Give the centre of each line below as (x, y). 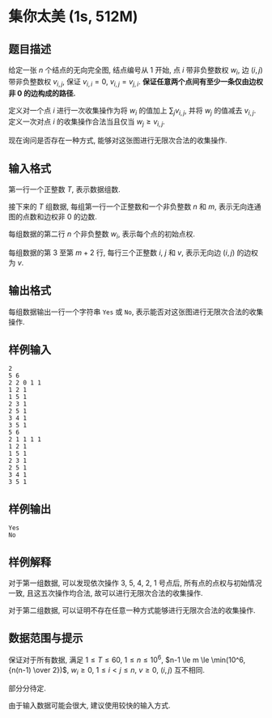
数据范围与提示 (46, 638)
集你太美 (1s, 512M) (73, 17)
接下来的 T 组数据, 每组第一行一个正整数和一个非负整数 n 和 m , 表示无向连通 (135, 206)
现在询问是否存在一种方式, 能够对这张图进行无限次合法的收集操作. (118, 140)
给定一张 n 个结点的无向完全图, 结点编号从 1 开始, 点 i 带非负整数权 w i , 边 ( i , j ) (136, 71)
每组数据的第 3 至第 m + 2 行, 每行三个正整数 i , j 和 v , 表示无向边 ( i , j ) (122, 253)
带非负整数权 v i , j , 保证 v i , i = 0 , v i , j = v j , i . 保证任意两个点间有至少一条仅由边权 (136, 82)
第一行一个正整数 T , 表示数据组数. (65, 189)
